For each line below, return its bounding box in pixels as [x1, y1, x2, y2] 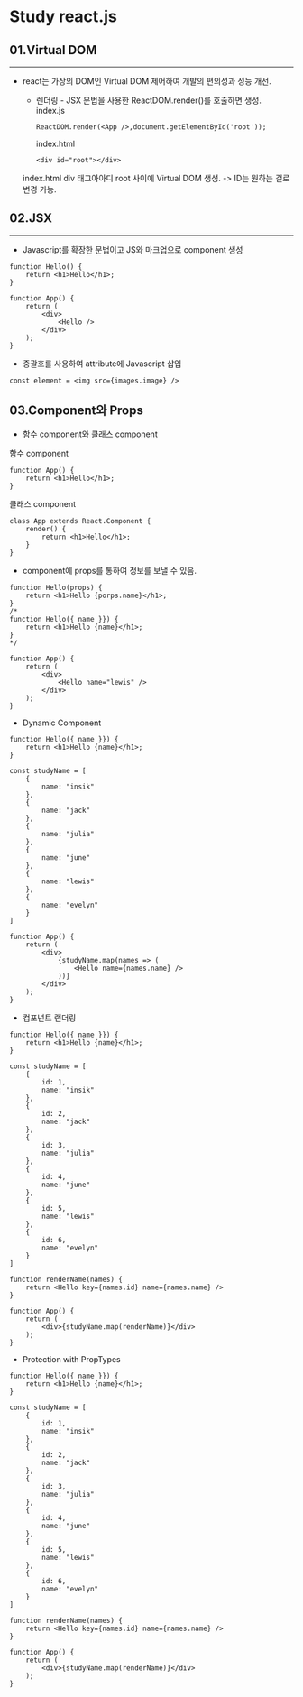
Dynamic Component [22, 717, 102, 728]
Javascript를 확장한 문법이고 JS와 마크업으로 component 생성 [22, 244, 243, 254]
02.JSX [9, 210, 52, 226]
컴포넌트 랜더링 [22, 1012, 77, 1023]
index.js [35, 106, 66, 115]
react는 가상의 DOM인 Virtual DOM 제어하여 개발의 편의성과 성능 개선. [22, 76, 272, 87]
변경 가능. [22, 184, 57, 195]
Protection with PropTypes [22, 1353, 121, 1364]
